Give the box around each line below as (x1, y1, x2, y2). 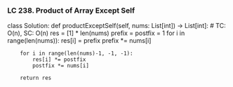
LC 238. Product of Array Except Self (7, 6, 135, 15)
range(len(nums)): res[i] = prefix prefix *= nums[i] (7, 36, 152, 45)
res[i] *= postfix (32, 56, 86, 63)
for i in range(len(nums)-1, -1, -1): (20, 50, 133, 58)
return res (20, 74, 52, 82)
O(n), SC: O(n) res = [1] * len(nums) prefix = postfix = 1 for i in (7, 29, 185, 37)
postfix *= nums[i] (32, 62, 90, 69)
